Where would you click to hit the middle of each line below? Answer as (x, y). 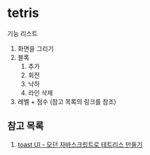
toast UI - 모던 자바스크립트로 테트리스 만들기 (80, 144)
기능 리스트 (23, 33)
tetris (23, 13)
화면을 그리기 (36, 48)
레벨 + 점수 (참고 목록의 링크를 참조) (67, 101)
